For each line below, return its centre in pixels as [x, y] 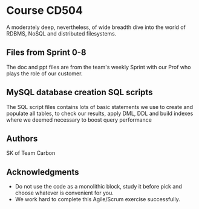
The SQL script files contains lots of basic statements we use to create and [100, 107]
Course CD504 [44, 11]
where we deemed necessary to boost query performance [79, 120]
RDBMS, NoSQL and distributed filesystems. [61, 33]
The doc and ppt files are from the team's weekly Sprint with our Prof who [99, 67]
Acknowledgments [43, 172]
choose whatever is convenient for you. [64, 193]
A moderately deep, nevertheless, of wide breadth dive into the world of [96, 27]
